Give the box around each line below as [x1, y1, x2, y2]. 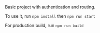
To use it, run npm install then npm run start [5, 13, 96, 19]
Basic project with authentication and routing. [5, 4, 96, 10]
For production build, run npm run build [5, 22, 84, 28]
